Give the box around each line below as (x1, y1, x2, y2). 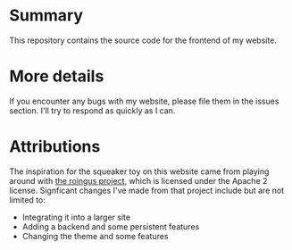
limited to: (9, 194, 46, 205)
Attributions (9, 137, 101, 157)
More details (9, 66, 104, 87)
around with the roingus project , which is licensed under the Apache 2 (9, 175, 268, 186)
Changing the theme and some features (21, 230, 169, 241)
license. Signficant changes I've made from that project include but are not (9, 185, 284, 196)
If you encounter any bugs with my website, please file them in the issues (9, 96, 279, 106)
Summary (9, 5, 83, 26)
